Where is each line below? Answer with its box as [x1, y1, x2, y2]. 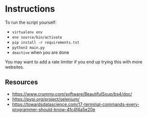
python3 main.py [12, 45, 45, 50]
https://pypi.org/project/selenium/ [12, 96, 80, 102]
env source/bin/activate [12, 35, 62, 40]
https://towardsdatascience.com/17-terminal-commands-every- [12, 101, 140, 107]
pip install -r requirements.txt [12, 40, 80, 45]
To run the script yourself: [5, 19, 57, 25]
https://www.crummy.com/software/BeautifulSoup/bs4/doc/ [12, 91, 132, 97]
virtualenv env [12, 30, 43, 34]
